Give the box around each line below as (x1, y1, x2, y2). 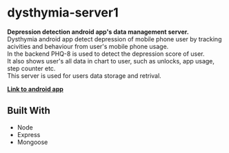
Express (17, 130, 41, 139)
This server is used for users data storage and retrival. (7, 71, 162, 80)
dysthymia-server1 (7, 5, 119, 21)
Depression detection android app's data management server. (7, 28, 190, 36)
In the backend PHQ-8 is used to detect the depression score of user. (7, 50, 205, 58)
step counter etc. (7, 64, 56, 72)
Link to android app (7, 85, 64, 93)
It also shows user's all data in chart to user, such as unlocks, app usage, (7, 57, 215, 65)
